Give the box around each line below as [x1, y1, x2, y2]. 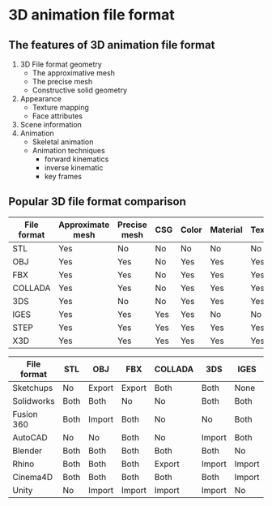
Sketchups [12, 382, 53, 393]
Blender [12, 444, 43, 456]
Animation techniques [32, 146, 105, 155]
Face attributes [32, 111, 83, 121]
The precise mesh [32, 77, 93, 86]
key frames [44, 172, 83, 181]
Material [210, 224, 243, 235]
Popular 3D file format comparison [8, 195, 186, 208]
